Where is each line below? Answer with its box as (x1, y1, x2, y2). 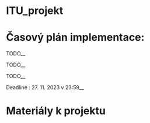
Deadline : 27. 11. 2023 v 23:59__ (6, 84, 84, 91)
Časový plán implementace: (6, 31, 145, 44)
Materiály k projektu (6, 104, 106, 118)
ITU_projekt (6, 4, 64, 17)
